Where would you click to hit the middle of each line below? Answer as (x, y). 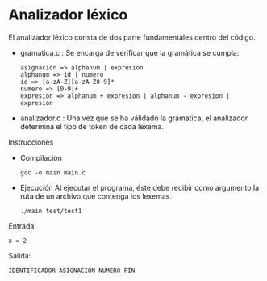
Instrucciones (31, 142)
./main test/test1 (51, 211)
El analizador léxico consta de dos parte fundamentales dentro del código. (132, 37)
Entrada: (22, 226)
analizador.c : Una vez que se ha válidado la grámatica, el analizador (134, 118)
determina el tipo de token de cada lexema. (92, 126)
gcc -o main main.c (53, 172)
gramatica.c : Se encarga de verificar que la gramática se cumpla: (129, 52)
